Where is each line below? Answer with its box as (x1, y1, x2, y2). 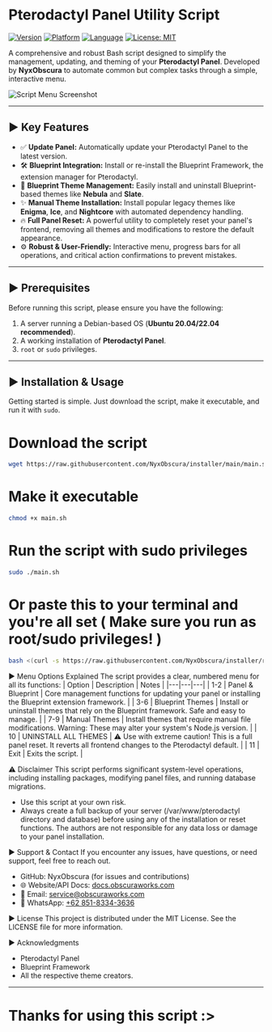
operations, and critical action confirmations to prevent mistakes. (19, 250, 237, 260)
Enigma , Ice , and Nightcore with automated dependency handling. (19, 206, 244, 216)
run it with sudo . (8, 405, 61, 415)
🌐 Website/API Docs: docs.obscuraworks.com (19, 880, 176, 890)
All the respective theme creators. (19, 971, 134, 980)
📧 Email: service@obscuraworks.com (19, 889, 145, 899)
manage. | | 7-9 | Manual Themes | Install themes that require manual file (8, 714, 252, 724)
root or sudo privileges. (19, 344, 97, 353)
